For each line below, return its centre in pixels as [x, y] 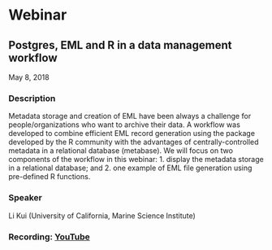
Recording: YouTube [50, 236]
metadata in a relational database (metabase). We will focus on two [121, 151]
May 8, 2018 [29, 77]
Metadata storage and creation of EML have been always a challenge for [130, 116]
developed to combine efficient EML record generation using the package [132, 134]
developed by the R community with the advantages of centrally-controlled [134, 142]
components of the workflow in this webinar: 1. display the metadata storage [136, 160]
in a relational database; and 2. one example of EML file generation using [130, 168]
